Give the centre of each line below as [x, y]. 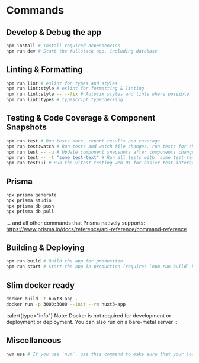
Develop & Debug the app [54, 32]
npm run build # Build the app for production [65, 261]
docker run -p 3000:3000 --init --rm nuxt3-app [66, 304]
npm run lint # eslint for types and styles [62, 83]
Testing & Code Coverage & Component [81, 118]
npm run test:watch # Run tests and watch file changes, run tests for [96, 146]
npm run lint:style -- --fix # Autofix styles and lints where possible [98, 94]
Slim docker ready [41, 285]
